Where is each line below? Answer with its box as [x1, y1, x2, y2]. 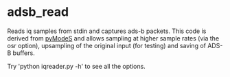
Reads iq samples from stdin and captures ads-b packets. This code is [7, 27, 207, 35]
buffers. [12, 49, 36, 57]
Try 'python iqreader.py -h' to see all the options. [7, 62, 146, 70]
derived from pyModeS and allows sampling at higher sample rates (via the [7, 34, 220, 42]
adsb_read [7, 4, 69, 20]
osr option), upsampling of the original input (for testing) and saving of [7, 41, 206, 49]
